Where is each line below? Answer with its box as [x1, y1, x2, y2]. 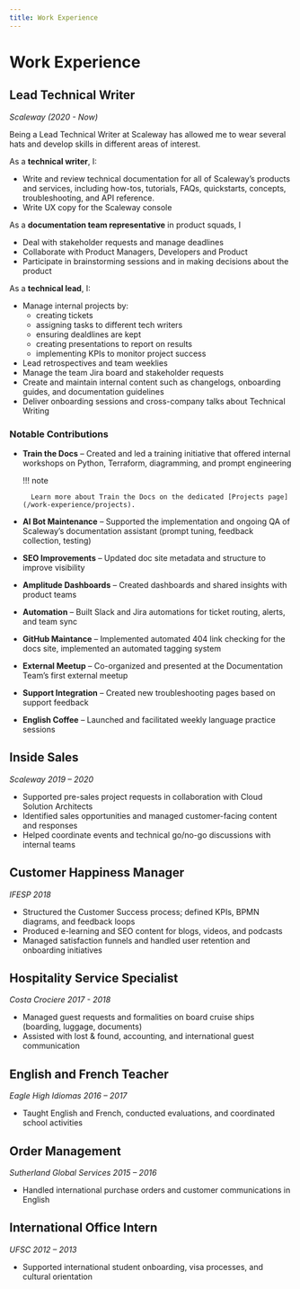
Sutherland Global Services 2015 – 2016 [9, 1167, 157, 1178]
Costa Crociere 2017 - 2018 [9, 994, 111, 1005]
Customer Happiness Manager [9, 865, 185, 881]
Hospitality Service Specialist [9, 970, 179, 985]
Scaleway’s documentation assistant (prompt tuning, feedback [22, 525, 254, 536]
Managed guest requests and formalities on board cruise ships [22, 1012, 255, 1023]
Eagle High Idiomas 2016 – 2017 [9, 1090, 128, 1101]
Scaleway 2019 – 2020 [9, 774, 94, 785]
